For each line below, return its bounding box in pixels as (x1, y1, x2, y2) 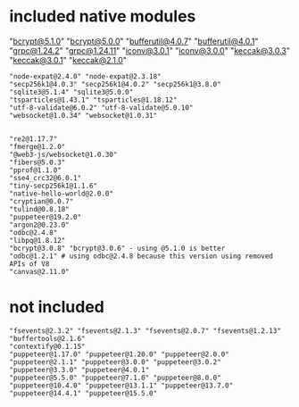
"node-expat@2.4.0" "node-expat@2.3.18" (9, 71, 162, 81)
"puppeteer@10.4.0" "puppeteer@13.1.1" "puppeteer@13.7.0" (9, 381, 234, 390)
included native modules (9, 6, 196, 27)
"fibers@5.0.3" (9, 158, 66, 167)
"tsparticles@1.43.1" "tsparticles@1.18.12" (9, 96, 178, 104)
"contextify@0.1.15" (9, 342, 87, 351)
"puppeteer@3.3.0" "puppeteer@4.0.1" (9, 365, 150, 374)
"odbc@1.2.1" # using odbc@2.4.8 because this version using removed (9, 252, 274, 261)
